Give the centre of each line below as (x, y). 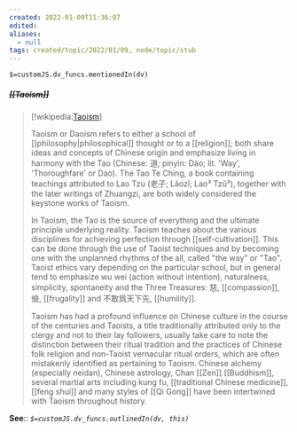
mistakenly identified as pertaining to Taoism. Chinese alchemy (146, 364)
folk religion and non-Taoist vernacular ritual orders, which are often (155, 354)
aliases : (25, 34)
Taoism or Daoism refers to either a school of (113, 134)
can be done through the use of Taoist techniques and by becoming (155, 248)
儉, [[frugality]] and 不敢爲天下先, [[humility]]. (113, 299)
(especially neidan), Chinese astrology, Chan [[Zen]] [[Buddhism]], (152, 373)
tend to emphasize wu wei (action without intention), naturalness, (150, 277)
